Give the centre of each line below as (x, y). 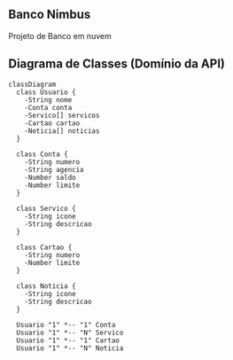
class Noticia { (46, 286)
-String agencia (54, 169)
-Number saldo (50, 177)
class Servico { (46, 208)
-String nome (48, 100)
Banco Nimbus (50, 15)
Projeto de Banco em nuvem (60, 35)
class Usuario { (46, 92)
